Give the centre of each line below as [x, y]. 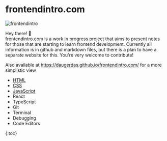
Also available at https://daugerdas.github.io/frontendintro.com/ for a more [83, 65]
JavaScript [24, 91]
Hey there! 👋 [18, 33]
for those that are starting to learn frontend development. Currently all [78, 44]
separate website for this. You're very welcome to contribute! [69, 55]
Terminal [22, 112]
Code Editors [26, 123]
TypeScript [24, 102]
